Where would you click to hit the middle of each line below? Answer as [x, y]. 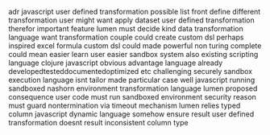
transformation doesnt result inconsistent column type [98, 123]
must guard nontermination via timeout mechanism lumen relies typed [125, 105]
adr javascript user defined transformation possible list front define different [135, 12]
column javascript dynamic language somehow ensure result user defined [131, 114]
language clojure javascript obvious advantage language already [116, 63]
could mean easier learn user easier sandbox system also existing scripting [133, 54]
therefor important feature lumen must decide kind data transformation [126, 29]
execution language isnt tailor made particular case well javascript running [132, 80]
